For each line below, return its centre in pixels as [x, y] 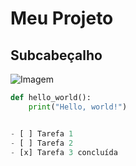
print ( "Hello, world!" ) [78, 107]
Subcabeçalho [56, 55]
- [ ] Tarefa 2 [42, 143]
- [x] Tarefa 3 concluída [64, 152]
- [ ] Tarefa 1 [42, 133]
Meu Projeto [62, 18]
